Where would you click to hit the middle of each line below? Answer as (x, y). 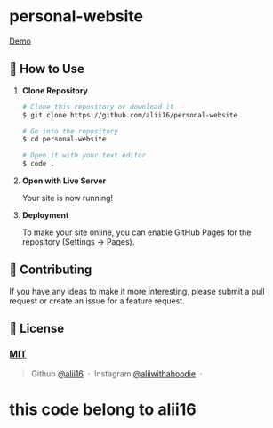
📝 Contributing (51, 270)
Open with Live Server (64, 181)
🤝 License (37, 329)
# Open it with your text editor (84, 156)
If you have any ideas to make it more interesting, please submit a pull (137, 291)
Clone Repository (55, 90)
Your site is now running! (68, 198)
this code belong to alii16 (103, 409)
